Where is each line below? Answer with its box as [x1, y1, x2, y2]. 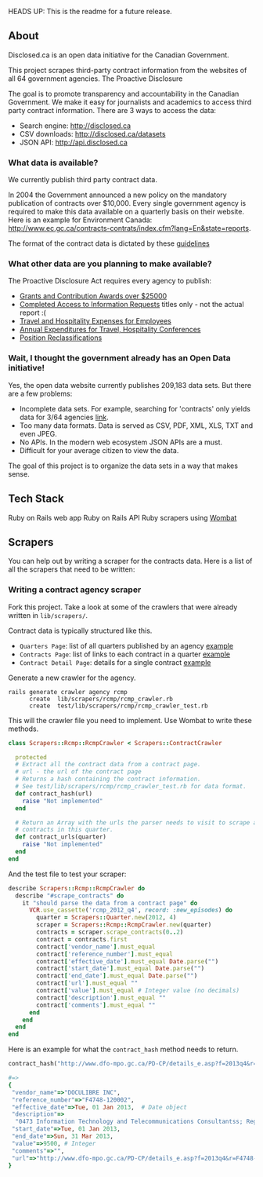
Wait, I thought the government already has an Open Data [8, 353, 231, 364]
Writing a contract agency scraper [8, 584, 142, 595]
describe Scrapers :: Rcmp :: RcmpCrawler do [8, 884, 146, 892]
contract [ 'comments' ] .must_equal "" [36, 1001, 156, 1009]
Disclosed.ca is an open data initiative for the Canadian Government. [8, 50, 229, 60]
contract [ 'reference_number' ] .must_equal [36, 950, 174, 958]
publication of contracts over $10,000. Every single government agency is [8, 199, 247, 208]
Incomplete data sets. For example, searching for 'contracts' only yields [19, 404, 250, 413]
